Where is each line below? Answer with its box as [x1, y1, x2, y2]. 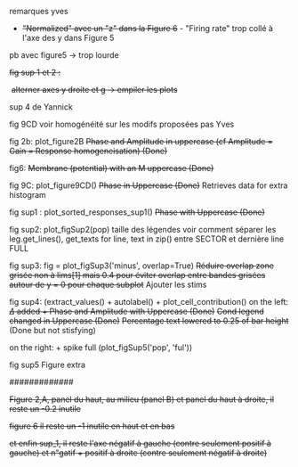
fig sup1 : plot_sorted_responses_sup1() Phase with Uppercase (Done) [9, 207, 265, 217]
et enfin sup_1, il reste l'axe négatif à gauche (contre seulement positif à [9, 438, 271, 448]
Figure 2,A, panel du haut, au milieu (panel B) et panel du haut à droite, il [9, 394, 274, 405]
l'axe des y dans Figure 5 [21, 33, 115, 43]
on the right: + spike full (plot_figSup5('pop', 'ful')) [9, 342, 193, 353]
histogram [9, 190, 46, 200]
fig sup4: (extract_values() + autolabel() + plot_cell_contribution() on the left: [9, 297, 289, 307]
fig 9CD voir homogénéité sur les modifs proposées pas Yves [9, 119, 235, 129]
